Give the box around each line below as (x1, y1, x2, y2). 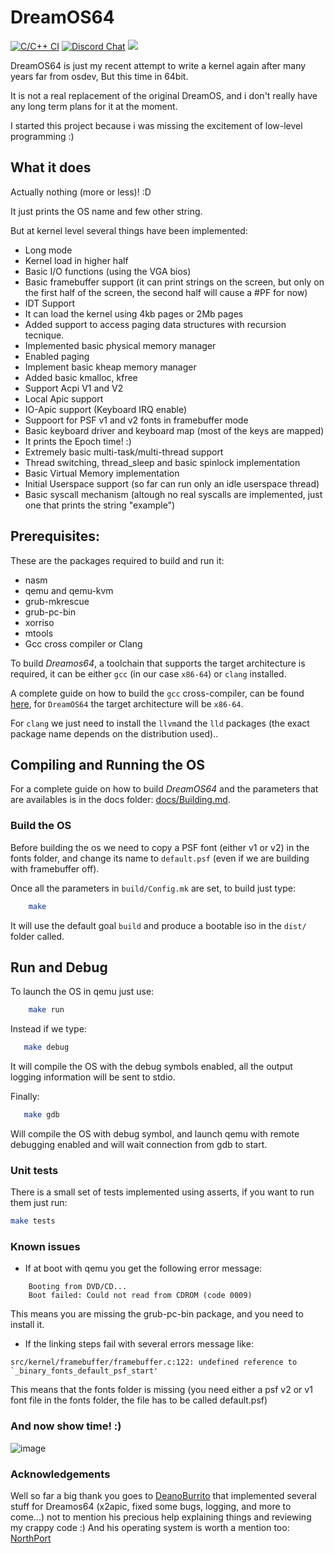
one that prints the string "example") (24, 499, 176, 511)
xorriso (24, 616, 55, 628)
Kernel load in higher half (24, 254, 129, 266)
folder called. (10, 930, 65, 942)
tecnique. (24, 329, 65, 341)
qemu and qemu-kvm (24, 584, 114, 596)
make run (28, 1005, 65, 1015)
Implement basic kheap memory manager (24, 361, 197, 373)
